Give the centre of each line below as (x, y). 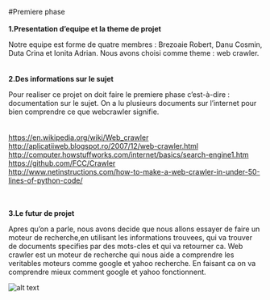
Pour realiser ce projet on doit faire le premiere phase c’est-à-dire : (119, 95)
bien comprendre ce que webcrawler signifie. (84, 112)
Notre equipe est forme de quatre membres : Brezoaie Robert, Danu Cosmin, (135, 44)
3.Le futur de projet (42, 213)
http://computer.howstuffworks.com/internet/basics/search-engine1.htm (129, 154)
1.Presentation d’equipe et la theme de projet (85, 29)
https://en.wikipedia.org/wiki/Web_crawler (79, 137)
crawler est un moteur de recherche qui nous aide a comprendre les (121, 255)
